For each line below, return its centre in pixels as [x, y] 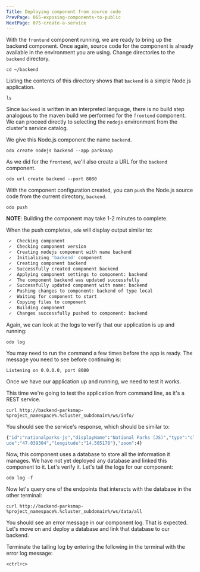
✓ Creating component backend [47, 263]
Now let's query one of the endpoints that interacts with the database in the [99, 489]
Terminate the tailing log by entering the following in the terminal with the [96, 547]
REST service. [23, 399]
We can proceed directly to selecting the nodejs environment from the [92, 122]
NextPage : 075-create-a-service [46, 23]
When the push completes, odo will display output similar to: [79, 230]
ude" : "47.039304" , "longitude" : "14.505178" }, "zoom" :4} [74, 443]
